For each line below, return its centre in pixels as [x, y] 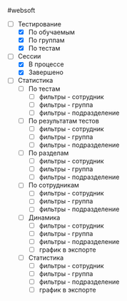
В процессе [46, 64]
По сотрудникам [54, 185]
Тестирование [40, 24]
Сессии [29, 56]
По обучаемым [51, 32]
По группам [46, 40]
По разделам [49, 153]
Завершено [46, 72]
